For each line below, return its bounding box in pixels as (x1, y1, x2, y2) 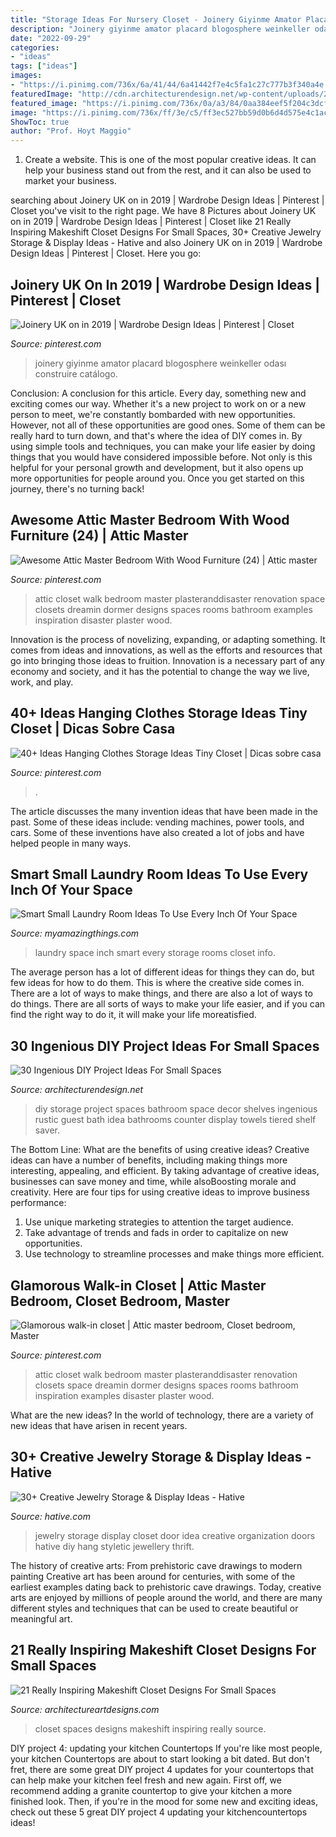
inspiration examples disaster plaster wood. (34, 1390, 215, 1401)
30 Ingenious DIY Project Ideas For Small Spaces (10, 1037, 320, 1055)
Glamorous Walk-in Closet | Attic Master (10, 1277, 267, 1294)
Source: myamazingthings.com (10, 927, 140, 940)
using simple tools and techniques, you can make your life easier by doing (10, 440, 316, 452)
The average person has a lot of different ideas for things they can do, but (10, 966, 315, 978)
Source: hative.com (10, 1510, 91, 1522)
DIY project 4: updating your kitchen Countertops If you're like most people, (10, 1742, 323, 1754)
